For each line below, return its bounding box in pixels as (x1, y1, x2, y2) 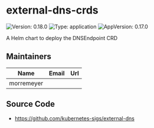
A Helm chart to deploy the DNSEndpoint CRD (6, 34, 118, 41)
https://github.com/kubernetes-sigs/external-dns (14, 114, 135, 122)
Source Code (6, 99, 55, 109)
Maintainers (6, 51, 52, 62)
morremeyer (9, 79, 44, 87)
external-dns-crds (6, 4, 99, 17)
